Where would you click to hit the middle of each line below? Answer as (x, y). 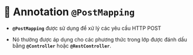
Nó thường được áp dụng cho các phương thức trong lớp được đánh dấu (99, 39)
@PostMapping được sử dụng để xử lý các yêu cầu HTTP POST (86, 28)
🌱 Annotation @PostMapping (69, 12)
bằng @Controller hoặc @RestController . (61, 46)
